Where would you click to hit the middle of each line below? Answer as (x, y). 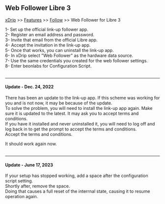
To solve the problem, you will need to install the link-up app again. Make (79, 108)
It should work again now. (31, 144)
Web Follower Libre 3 (38, 8)
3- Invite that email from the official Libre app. (51, 40)
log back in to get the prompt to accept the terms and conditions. (71, 129)
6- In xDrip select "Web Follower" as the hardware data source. (69, 55)
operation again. (22, 197)
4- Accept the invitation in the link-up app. (48, 45)
